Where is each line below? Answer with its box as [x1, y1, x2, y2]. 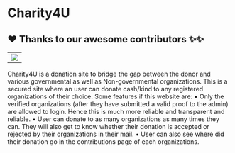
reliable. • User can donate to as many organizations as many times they [7, 115, 220, 123]
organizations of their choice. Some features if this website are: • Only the [7, 92, 224, 101]
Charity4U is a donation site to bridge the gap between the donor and [7, 69, 211, 78]
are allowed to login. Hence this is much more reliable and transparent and [7, 108, 225, 115]
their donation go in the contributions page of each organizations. [7, 137, 200, 146]
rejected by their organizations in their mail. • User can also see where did [7, 130, 225, 138]
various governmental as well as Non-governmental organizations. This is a [7, 77, 228, 86]
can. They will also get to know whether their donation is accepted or [7, 123, 209, 130]
